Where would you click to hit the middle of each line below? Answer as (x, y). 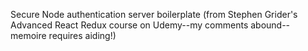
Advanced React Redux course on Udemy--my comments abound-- (150, 25)
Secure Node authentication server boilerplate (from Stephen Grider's (154, 14)
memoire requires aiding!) (63, 35)
